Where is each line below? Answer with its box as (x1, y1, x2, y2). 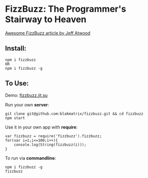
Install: (5, 44, 27, 52)
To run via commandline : (5, 155, 56, 161)
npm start (5, 115, 25, 121)
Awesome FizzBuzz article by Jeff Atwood (5, 30, 91, 36)
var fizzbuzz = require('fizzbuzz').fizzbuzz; (5, 133, 102, 138)
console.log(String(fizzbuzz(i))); (14, 142, 87, 147)
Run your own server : (5, 102, 49, 107)
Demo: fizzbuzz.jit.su (5, 92, 48, 98)
